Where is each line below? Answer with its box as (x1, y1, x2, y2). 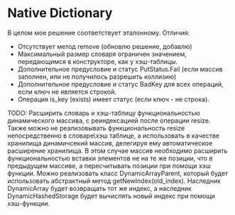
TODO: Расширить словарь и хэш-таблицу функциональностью (7, 109, 201, 117)
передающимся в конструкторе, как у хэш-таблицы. (17, 57, 178, 65)
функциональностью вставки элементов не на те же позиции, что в (7, 154, 213, 162)
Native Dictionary (7, 5, 113, 21)
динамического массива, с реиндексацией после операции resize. (7, 116, 211, 125)
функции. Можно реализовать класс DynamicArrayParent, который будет (7, 169, 229, 177)
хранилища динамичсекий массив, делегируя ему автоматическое (7, 138, 213, 147)
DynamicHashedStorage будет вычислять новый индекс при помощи (7, 192, 215, 200)
